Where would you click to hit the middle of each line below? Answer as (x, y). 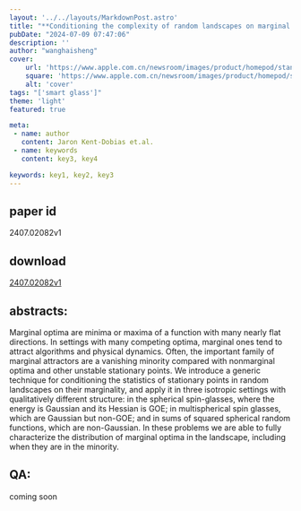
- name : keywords (45, 151)
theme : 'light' (38, 101)
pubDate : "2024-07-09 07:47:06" (69, 34)
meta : (19, 126)
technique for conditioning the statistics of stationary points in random (139, 380)
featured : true (38, 109)
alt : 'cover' (50, 84)
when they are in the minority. (64, 446)
